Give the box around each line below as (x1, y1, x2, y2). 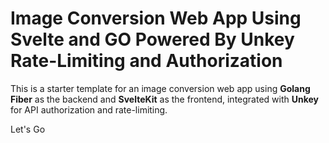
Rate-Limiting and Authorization (10, 50, 283, 72)
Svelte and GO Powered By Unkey (10, 28, 295, 51)
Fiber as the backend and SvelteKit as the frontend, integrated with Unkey (10, 93, 320, 105)
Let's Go (10, 123, 46, 135)
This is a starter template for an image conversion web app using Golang (10, 82, 311, 94)
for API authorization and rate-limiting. (10, 103, 168, 116)
